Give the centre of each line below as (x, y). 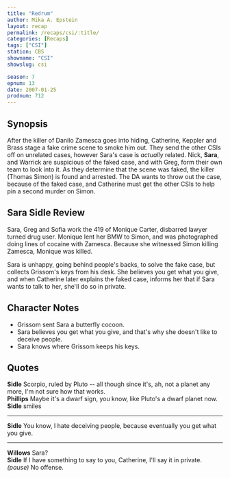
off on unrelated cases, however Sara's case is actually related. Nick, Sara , (113, 154)
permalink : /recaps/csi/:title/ (53, 33)
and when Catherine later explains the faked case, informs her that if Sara (111, 279)
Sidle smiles (24, 406)
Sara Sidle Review (46, 213)
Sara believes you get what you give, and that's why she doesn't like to (117, 332)
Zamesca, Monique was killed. (50, 251)
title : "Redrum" (30, 13)
